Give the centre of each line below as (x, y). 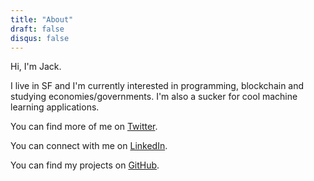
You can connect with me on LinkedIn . (89, 146)
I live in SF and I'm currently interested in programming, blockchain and (157, 86)
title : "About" (42, 19)
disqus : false (40, 38)
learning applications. (55, 107)
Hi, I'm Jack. (36, 67)
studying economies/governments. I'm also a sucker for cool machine (154, 97)
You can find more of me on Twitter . (84, 127)
